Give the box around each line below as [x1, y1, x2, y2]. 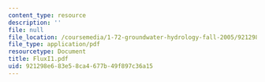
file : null [8, 26, 44, 34]
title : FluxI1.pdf [8, 55, 69, 63]
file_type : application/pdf [8, 41, 101, 48]
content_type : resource [8, 11, 87, 20]
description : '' [8, 19, 62, 27]
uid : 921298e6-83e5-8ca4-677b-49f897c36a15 [8, 62, 154, 70]
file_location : [8, 33, 58, 41]
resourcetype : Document [8, 48, 87, 55]
